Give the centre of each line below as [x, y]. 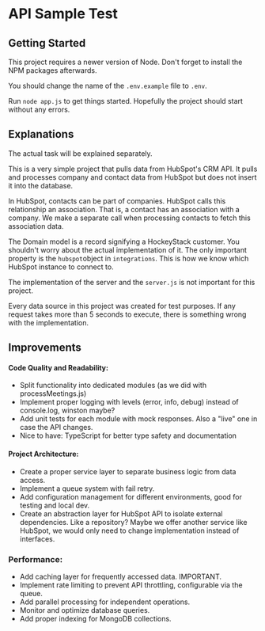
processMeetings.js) [53, 393]
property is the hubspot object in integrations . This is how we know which [129, 258]
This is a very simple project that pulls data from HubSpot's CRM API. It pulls [133, 169]
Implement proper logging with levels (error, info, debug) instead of [129, 402]
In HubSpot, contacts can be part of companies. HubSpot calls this [117, 201]
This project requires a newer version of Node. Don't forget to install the [125, 62]
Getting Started [47, 43]
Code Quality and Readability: [59, 367]
